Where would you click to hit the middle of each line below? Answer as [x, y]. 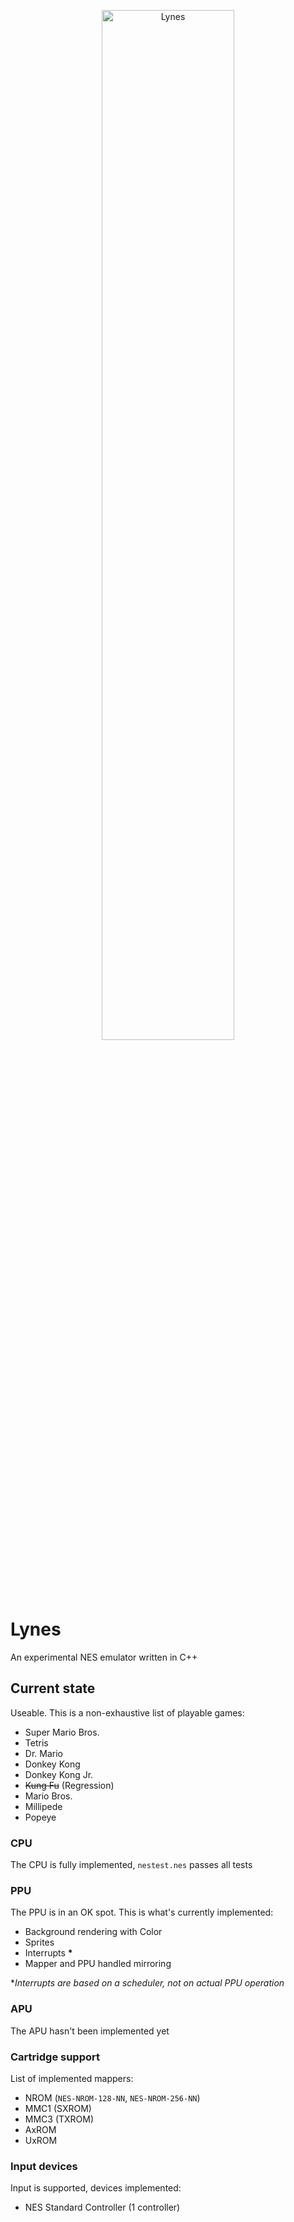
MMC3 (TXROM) [59, 2119]
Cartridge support [55, 2057]
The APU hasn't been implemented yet [90, 2031]
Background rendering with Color [93, 1932]
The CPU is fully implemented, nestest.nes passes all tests [131, 1865]
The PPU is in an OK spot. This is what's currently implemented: [142, 1912]
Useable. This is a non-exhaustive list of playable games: [127, 1712]
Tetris [36, 1742]
